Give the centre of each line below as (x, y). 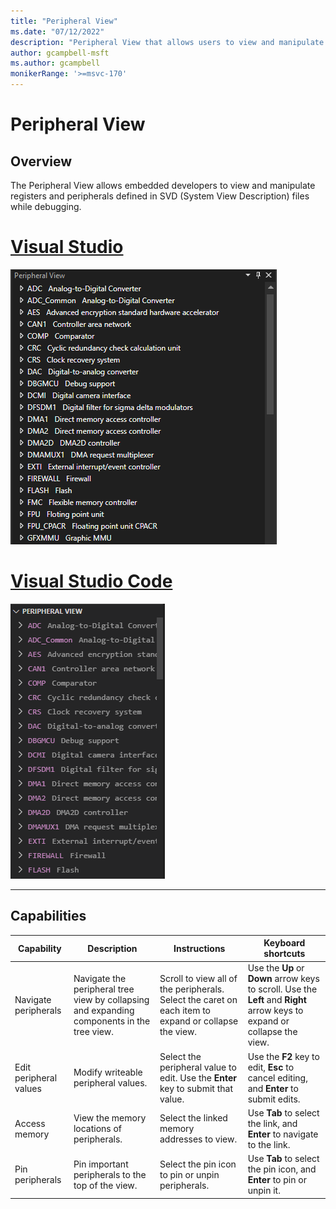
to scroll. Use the (282, 989)
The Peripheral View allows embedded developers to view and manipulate (163, 185)
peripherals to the (110, 1174)
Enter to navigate (283, 1134)
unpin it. (264, 1191)
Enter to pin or (277, 1180)
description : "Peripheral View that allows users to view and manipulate (167, 42)
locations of (98, 1129)
